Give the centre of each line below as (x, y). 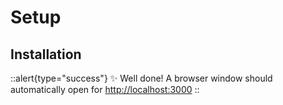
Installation (46, 54)
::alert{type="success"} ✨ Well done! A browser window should (141, 78)
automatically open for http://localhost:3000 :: (105, 89)
